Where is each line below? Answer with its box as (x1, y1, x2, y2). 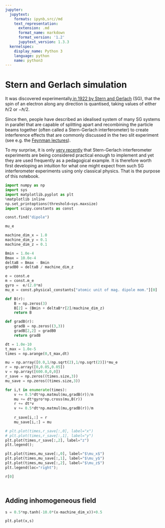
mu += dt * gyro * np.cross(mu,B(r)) (14, 397, 83, 402)
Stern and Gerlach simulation (5, 79, 127, 91)
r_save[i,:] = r (14, 415, 48, 420)
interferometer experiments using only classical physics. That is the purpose (5, 168, 161, 174)
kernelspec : (9, 44, 34, 49)
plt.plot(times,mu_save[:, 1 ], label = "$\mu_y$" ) (5, 456, 105, 461)
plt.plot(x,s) (5, 519, 34, 524)
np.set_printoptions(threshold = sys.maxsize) (5, 201, 98, 206)
